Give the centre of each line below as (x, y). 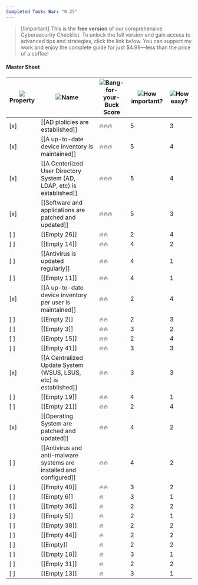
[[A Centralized (62, 357)
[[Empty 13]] (59, 573)
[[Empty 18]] (59, 554)
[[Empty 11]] (59, 278)
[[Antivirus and (62, 448)
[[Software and (62, 203)
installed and (59, 470)
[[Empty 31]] (59, 564)
